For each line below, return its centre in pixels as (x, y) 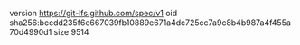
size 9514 (71, 32)
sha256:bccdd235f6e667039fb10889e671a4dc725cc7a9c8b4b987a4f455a (150, 22)
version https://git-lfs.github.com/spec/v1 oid (94, 13)
